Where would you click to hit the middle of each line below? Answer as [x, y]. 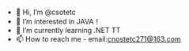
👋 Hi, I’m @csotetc [46, 12]
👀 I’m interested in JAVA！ [58, 21]
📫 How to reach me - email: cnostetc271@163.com [98, 39]
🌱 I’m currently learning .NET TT [68, 30]
